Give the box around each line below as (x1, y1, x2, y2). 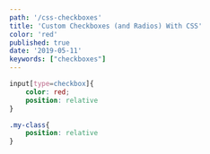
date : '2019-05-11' (9, 47, 83, 56)
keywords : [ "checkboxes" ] (9, 55, 106, 64)
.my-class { (9, 120, 50, 130)
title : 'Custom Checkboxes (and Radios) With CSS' (9, 21, 203, 30)
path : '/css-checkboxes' (9, 13, 102, 22)
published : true (9, 38, 70, 47)
